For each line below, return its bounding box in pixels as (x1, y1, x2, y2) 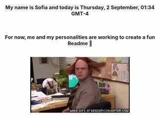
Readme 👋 (68, 40, 92, 47)
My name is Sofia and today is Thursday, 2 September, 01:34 (5, 4, 155, 11)
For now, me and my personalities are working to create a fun (4, 34, 156, 41)
